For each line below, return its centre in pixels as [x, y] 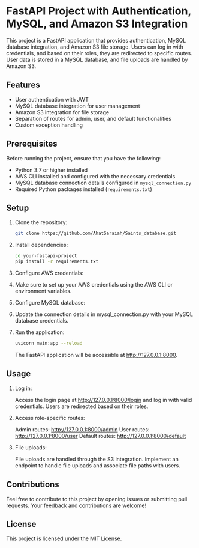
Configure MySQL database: [50, 303]
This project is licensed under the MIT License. [64, 538]
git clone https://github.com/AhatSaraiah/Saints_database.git [96, 233]
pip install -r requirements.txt [57, 262]
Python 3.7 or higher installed [51, 170]
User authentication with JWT [52, 99]
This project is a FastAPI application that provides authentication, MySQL [96, 40]
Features [23, 85]
